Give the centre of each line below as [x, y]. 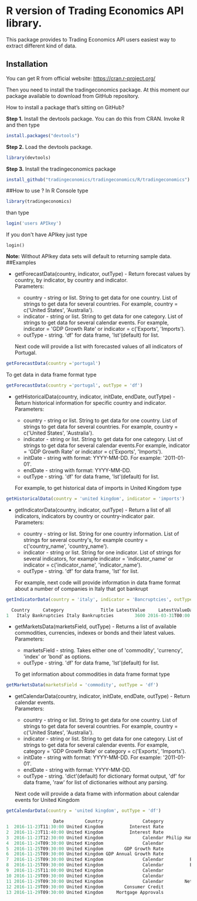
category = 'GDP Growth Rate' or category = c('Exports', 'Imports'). [105, 751]
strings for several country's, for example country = [86, 540]
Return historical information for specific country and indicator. [91, 402]
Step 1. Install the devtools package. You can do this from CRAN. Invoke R [95, 118]
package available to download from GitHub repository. [73, 96]
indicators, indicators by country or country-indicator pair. [85, 516]
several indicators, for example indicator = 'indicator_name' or [98, 558]
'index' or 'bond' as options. [57, 657]
